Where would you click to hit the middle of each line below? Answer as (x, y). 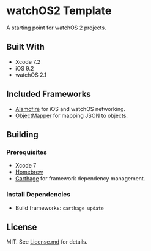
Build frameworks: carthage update (59, 208)
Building (22, 135)
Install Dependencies (39, 195)
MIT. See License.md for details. (47, 242)
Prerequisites (27, 152)
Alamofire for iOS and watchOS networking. (70, 109)
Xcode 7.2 (28, 61)
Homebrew (29, 172)
